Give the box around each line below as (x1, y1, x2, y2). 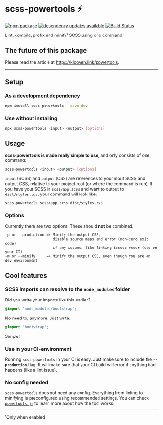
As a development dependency (5, 92, 80, 99)
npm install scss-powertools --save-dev (5, 104, 88, 108)
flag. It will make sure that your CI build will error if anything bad (28, 362, 156, 368)
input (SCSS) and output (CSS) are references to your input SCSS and (5, 176, 146, 182)
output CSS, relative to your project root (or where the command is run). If (5, 181, 153, 187)
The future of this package (5, 46, 87, 54)
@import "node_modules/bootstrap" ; (5, 306, 77, 311)
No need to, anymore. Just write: (5, 315, 71, 321)
